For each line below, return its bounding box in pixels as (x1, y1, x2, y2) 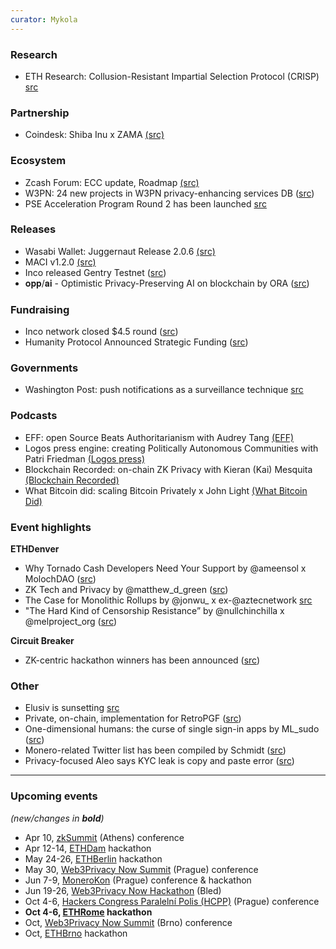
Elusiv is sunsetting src (24, 702, 120, 714)
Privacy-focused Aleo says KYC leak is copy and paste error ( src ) (24, 755, 295, 767)
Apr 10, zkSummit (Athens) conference (24, 831, 185, 843)
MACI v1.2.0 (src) (24, 256, 97, 268)
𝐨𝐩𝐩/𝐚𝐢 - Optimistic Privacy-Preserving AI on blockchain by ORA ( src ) (24, 277, 310, 289)
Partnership (10, 106, 70, 120)
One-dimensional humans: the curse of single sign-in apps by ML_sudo (24, 723, 320, 735)
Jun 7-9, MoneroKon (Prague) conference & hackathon (24, 874, 252, 886)
